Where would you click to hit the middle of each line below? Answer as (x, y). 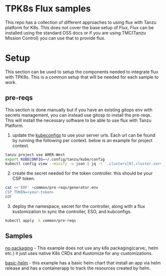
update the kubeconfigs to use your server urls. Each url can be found (84, 135)
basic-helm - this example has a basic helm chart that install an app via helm (83, 263)
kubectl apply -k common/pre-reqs (41, 221)
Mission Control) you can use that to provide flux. (55, 38)
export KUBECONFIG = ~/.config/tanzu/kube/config (55, 159)
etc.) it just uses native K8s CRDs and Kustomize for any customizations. (79, 253)
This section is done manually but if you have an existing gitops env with (79, 110)
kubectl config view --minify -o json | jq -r (54, 164)
